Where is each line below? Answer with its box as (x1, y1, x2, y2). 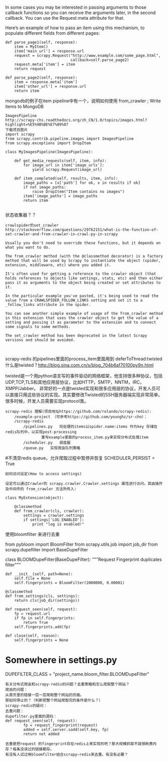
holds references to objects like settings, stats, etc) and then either (5, 276, 163, 281)
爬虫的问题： (5, 687, 28, 692)
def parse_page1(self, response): (5, 40, 78, 45)
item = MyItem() (14, 44, 49, 49)
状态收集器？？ (5, 212, 36, 218)
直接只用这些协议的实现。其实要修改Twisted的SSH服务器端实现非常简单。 (9, 392, 162, 398)
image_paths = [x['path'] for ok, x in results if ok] (23, 180, 141, 185)
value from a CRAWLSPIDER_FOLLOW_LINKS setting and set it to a (5, 298, 143, 303)
